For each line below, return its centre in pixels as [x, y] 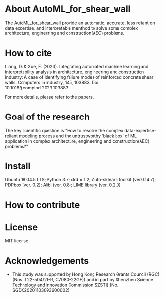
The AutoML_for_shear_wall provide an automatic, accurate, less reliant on [80, 23]
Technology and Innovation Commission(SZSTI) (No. [65, 285]
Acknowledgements [47, 261]
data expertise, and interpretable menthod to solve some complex [71, 28]
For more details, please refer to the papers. [49, 97]
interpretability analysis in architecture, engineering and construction [75, 72]
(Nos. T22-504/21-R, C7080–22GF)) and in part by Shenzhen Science [82, 279]
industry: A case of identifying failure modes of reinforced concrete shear [79, 77]
